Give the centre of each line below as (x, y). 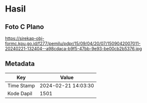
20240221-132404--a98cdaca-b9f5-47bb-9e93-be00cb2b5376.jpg (73, 49)
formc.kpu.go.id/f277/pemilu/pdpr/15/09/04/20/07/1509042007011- (73, 44)
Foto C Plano (24, 27)
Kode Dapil (20, 93)
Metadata (20, 64)
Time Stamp (21, 86)
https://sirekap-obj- (25, 38)
